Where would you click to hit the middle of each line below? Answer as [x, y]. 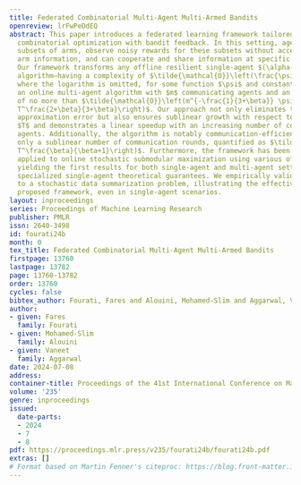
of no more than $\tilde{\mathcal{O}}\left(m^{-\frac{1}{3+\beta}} [146, 101]
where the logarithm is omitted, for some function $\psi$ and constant [156, 84]
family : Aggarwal [50, 359]
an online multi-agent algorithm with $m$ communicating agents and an [154, 92]
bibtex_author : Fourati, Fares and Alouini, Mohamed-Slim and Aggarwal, [148, 301]
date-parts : [40, 417]
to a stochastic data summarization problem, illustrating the [138, 184]
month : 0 [26, 242]
